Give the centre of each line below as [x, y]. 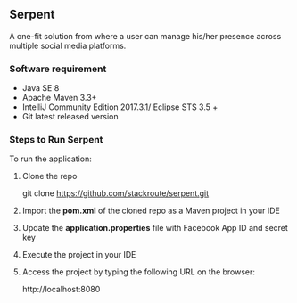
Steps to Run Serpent [56, 140]
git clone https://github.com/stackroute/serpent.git [115, 193]
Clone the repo [49, 176]
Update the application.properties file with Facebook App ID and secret [155, 228]
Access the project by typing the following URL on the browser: [139, 272]
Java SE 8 [41, 88]
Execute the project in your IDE [79, 255]
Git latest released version [70, 117]
